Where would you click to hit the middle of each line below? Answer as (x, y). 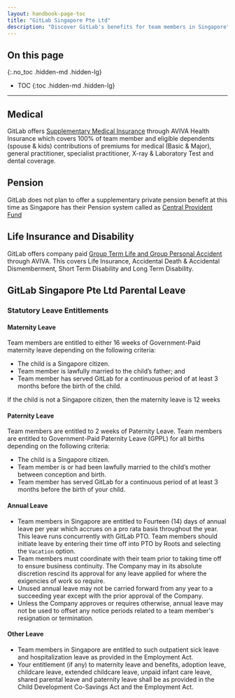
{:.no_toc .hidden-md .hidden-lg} (55, 72)
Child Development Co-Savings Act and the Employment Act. (105, 687)
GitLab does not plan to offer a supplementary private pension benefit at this (117, 200)
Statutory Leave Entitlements (58, 310)
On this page (36, 55)
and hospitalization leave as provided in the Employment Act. (105, 657)
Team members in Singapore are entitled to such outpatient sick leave (118, 650)
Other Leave (26, 634)
